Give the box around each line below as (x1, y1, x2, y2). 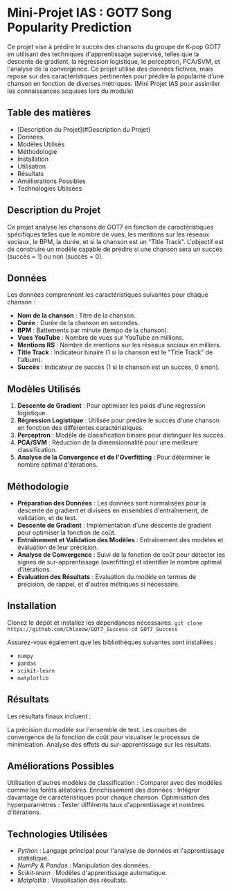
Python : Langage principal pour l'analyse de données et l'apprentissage (17, 847, 225, 855)
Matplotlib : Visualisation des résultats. (17, 876, 128, 885)
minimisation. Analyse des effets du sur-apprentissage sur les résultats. (7, 740, 211, 748)
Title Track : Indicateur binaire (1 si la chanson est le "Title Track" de (17, 348, 213, 356)
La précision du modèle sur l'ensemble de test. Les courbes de (7, 725, 187, 734)
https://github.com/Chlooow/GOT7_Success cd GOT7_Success (7, 625, 178, 632)
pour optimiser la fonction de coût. (17, 528, 116, 537)
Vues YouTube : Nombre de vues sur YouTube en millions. (17, 334, 184, 342)
